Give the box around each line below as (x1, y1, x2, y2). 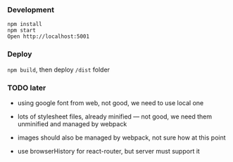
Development (7, 5, 55, 15)
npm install (7, 21, 42, 28)
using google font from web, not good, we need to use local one (17, 98, 204, 107)
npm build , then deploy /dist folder (7, 65, 111, 74)
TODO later (7, 83, 46, 93)
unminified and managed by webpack (17, 119, 127, 128)
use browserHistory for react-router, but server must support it (17, 147, 201, 155)
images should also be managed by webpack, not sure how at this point (17, 133, 227, 142)
